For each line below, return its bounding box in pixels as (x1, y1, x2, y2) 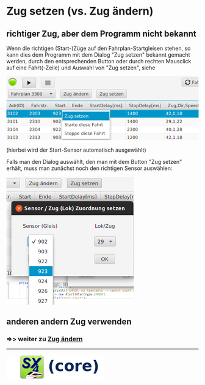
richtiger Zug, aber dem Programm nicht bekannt (6, 29, 196, 39)
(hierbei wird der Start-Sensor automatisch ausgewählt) (6, 146, 146, 154)
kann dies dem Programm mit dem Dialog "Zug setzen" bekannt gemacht (6, 51, 190, 58)
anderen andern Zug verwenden (6, 317, 132, 327)
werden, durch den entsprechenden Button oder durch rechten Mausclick (6, 58, 192, 65)
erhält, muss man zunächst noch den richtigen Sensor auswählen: (6, 164, 173, 172)
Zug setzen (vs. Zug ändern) (6, 4, 154, 18)
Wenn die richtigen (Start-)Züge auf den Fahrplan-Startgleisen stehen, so (6, 44, 191, 52)
